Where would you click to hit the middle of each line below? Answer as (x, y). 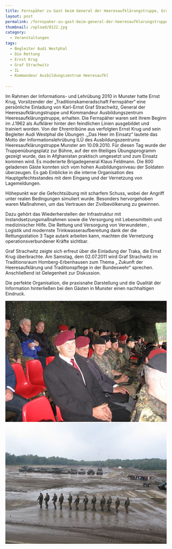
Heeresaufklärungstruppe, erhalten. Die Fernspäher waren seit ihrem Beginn (86, 118)
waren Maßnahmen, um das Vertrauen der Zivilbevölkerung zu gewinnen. (83, 204)
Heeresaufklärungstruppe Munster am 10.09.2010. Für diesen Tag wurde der (86, 145)
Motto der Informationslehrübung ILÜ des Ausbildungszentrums (72, 140)
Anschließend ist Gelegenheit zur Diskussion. (53, 273)
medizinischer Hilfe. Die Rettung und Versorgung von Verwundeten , (77, 225)
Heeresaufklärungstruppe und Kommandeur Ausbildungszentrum (74, 112)
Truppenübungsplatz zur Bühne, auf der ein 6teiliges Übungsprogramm (81, 151)
